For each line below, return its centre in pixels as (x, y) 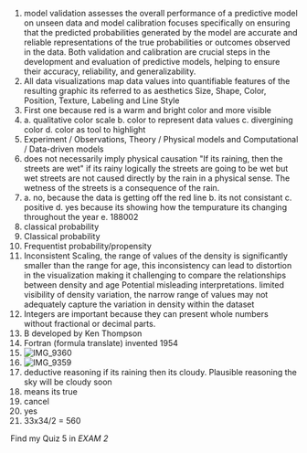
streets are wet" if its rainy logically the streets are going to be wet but (156, 169)
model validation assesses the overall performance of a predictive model (160, 13)
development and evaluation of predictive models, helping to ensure (152, 62)
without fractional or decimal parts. (90, 324)
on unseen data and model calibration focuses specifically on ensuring (157, 23)
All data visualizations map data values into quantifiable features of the (157, 81)
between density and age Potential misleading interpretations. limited (153, 285)
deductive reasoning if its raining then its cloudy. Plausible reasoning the (160, 372)
